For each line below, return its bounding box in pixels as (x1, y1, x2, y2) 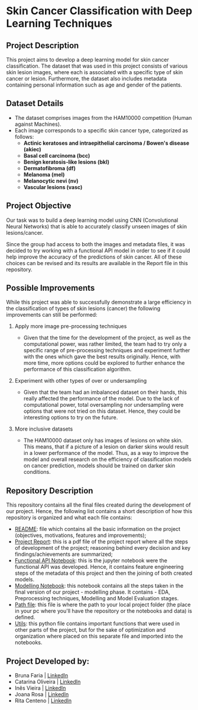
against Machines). (14, 120, 61, 128)
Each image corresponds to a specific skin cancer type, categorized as (14, 126, 189, 134)
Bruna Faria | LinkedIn (14, 672, 69, 679)
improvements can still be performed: (6, 311, 98, 319)
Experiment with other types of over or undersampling (14, 377, 147, 384)
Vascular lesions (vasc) (23, 183, 83, 190)
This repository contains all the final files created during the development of (6, 501, 191, 508)
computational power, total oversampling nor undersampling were (23, 402, 184, 409)
